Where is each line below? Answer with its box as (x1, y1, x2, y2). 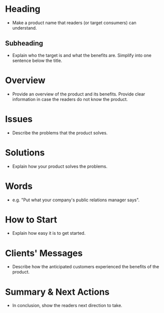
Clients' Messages (5, 248, 83, 259)
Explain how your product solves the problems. (12, 163, 108, 169)
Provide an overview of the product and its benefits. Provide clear (12, 91, 145, 97)
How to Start (5, 214, 57, 225)
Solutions (5, 147, 45, 158)
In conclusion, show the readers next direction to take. (12, 303, 123, 309)
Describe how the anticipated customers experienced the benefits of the (12, 264, 160, 270)
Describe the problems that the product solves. (12, 129, 108, 136)
